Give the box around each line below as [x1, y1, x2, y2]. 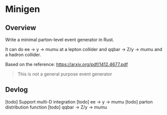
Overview [5, 23, 37, 32]
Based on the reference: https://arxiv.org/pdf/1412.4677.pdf [5, 61, 128, 67]
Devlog [5, 85, 28, 94]
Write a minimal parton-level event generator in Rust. [5, 36, 114, 42]
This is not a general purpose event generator [17, 71, 112, 77]
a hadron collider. [5, 51, 41, 57]
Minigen [5, 3, 40, 15]
